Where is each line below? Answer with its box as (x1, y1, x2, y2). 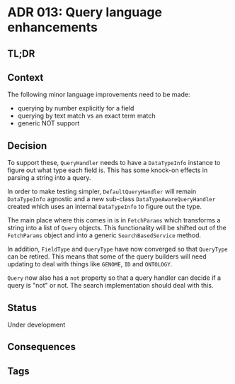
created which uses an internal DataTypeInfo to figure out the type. (7, 203, 202, 211)
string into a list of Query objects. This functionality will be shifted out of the (7, 224, 227, 232)
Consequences (7, 341, 76, 353)
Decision (7, 140, 47, 152)
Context (7, 72, 44, 84)
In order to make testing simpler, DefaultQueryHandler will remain (7, 187, 197, 196)
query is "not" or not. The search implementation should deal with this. (7, 281, 214, 290)
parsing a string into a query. (7, 174, 91, 182)
